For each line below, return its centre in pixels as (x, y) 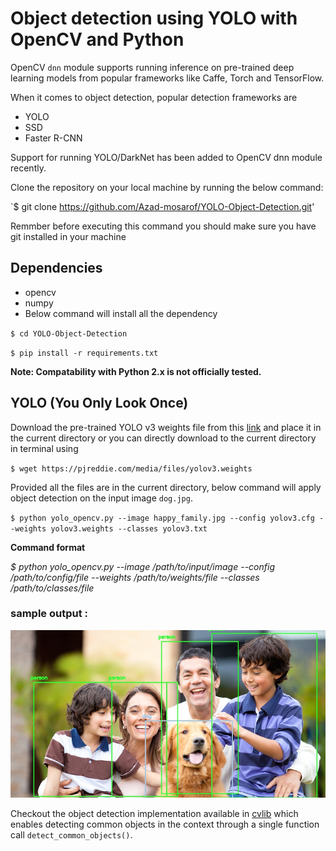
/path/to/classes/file (52, 588)
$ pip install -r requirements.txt (84, 353)
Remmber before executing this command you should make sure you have (163, 226)
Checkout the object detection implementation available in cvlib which (154, 814)
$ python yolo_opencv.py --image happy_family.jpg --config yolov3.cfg (162, 518)
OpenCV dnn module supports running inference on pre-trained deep (152, 67)
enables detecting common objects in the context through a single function (165, 824)
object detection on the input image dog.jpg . (101, 498)
